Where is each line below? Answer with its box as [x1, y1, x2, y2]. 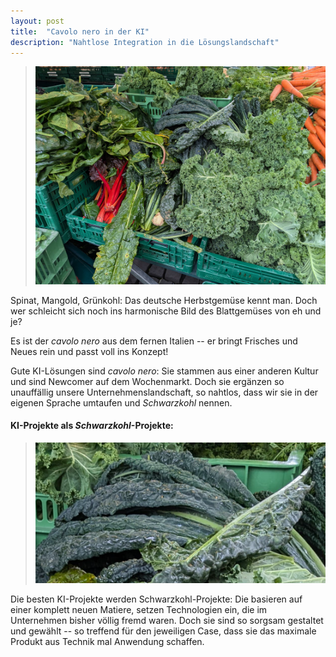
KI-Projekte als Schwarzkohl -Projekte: [10, 420, 174, 432]
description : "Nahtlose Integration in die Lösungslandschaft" [10, 37, 280, 47]
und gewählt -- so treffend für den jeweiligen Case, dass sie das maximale [10, 625, 317, 637]
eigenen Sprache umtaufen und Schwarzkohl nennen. [10, 396, 233, 409]
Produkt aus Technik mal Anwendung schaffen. [10, 636, 205, 648]
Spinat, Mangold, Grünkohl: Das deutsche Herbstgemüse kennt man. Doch [10, 294, 318, 306]
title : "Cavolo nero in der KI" [10, 26, 150, 37]
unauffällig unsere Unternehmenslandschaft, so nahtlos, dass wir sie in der [10, 386, 319, 398]
